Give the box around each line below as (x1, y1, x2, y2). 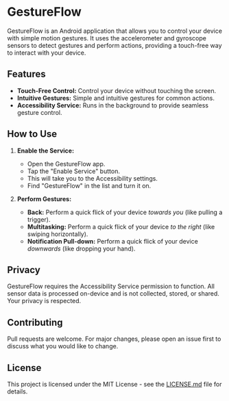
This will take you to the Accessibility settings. (27, 174, 158, 182)
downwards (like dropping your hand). (27, 244, 136, 253)
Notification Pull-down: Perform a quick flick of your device (27, 237, 199, 245)
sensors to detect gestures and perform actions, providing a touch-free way (7, 41, 222, 49)
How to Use (7, 128, 58, 140)
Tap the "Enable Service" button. (27, 167, 120, 175)
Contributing (7, 316, 63, 328)
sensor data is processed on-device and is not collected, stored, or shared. (7, 289, 219, 298)
